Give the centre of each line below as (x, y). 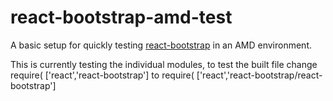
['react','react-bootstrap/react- (259, 75)
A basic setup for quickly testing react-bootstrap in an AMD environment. (161, 45)
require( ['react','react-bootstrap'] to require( (102, 75)
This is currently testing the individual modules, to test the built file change (164, 64)
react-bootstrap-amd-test (121, 17)
